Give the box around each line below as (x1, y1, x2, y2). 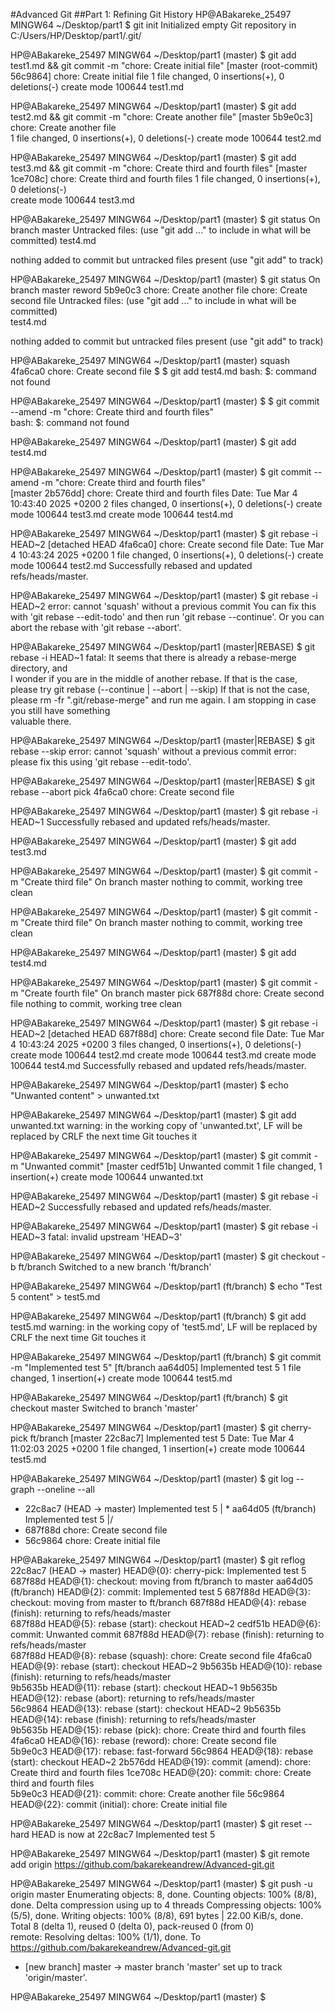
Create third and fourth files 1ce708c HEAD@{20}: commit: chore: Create (10, 1767, 312, 1778)
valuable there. (10, 715, 72, 727)
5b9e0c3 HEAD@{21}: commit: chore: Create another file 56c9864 (10, 1788, 285, 1799)
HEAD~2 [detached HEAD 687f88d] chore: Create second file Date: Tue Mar (10, 1028, 325, 1039)
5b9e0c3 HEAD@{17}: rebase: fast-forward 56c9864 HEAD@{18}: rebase (10, 1745, 314, 1757)
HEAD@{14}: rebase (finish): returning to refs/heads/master (10, 1714, 257, 1725)
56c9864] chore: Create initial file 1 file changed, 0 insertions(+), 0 (10, 70, 285, 82)
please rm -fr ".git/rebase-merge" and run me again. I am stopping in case (10, 694, 317, 706)
